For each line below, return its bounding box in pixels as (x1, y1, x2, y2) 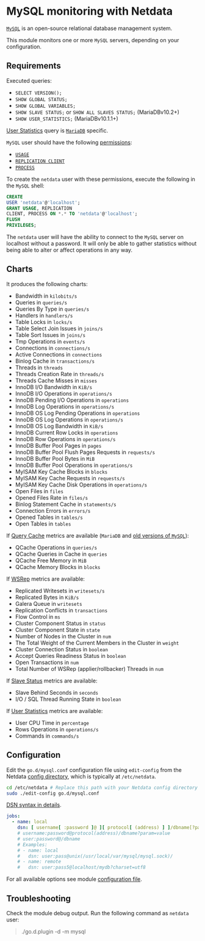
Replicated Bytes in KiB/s (15, 593, 79, 601)
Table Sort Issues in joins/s (15, 331, 86, 338)
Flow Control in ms (15, 613, 61, 620)
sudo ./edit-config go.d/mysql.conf (6, 790, 99, 796)
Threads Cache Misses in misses (15, 377, 98, 384)
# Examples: (17, 841, 48, 848)
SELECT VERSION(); (15, 90, 62, 96)
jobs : (6, 813, 20, 819)
